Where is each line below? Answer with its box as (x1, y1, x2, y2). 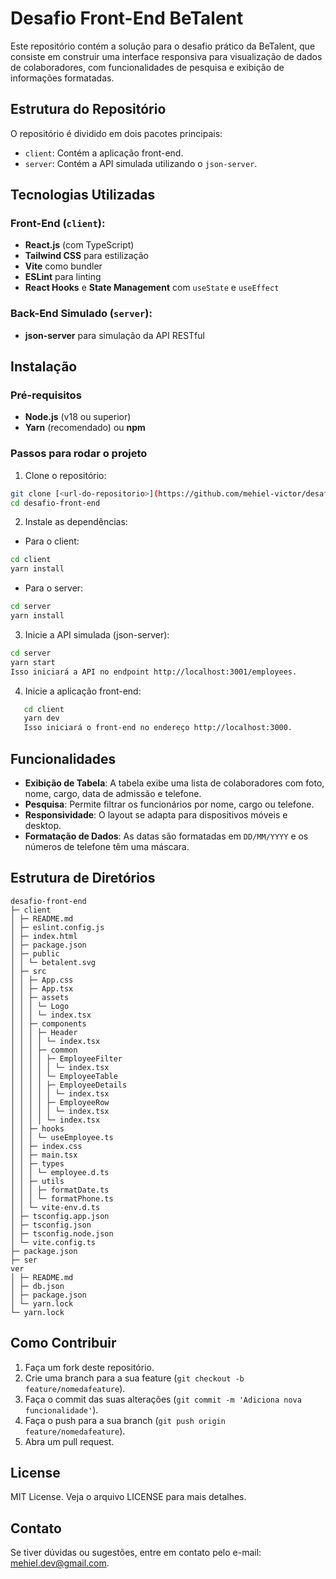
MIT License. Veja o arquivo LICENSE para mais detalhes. (10, 1491, 247, 1503)
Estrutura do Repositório (10, 101, 167, 118)
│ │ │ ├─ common (10, 1045, 78, 1055)
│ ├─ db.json (10, 1281, 65, 1291)
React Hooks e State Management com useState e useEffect (24, 282, 280, 294)
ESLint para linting (24, 271, 102, 283)
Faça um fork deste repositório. (24, 1361, 155, 1373)
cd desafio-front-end (10, 498, 101, 508)
